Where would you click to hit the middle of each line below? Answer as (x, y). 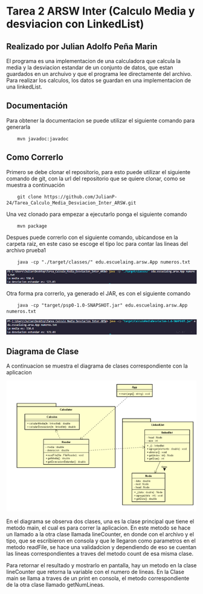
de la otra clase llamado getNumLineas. (55, 584)
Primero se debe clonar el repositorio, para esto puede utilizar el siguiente (98, 172)
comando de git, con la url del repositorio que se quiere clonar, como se (96, 178)
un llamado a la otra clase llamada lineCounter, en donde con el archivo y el (100, 534)
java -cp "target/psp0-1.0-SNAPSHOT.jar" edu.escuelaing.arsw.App (102, 305)
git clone (30, 197)
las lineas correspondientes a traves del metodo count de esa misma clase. (100, 553)
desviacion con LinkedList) (75, 24)
